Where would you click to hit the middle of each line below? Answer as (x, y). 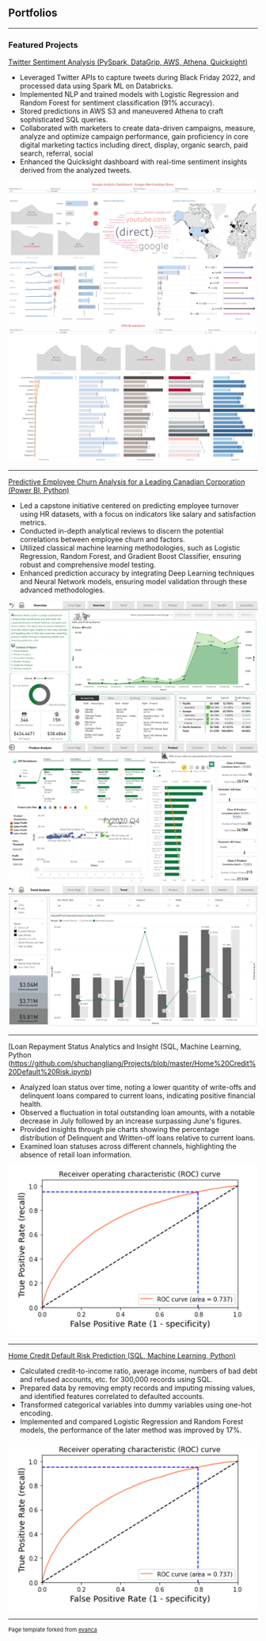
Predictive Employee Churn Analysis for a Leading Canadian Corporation (127, 482)
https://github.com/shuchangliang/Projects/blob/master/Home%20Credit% (133, 1064)
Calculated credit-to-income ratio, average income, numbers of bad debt (139, 1371)
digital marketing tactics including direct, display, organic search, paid (134, 145)
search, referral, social (56, 153)
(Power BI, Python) (39, 491)
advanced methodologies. (62, 590)
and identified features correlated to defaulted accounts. (112, 1396)
